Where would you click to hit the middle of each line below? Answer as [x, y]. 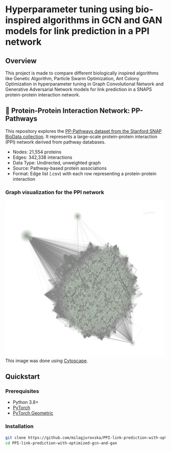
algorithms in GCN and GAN [102, 20]
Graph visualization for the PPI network [55, 192]
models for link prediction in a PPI [77, 31]
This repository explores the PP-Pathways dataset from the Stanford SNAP [83, 131]
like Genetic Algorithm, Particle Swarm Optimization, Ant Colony [72, 78]
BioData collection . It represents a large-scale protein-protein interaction [81, 136]
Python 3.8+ [26, 402]
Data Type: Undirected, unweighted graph [56, 162]
